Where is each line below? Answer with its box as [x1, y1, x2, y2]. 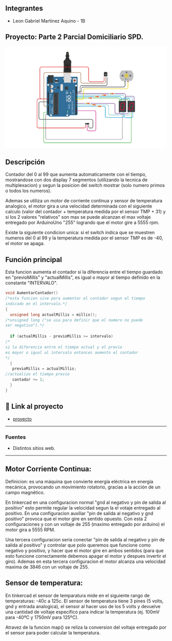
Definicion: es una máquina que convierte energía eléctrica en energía [5, 478, 154, 484]
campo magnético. [5, 489, 45, 495]
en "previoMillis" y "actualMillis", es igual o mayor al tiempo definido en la [5, 274, 160, 280]
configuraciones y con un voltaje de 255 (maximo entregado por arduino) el [5, 521, 165, 527]
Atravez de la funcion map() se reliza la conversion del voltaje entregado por [5, 624, 167, 630]
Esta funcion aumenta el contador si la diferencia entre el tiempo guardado [5, 269, 163, 275]
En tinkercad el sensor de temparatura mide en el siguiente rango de [5, 592, 150, 598]
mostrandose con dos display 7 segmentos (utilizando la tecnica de [5, 177, 148, 183]
